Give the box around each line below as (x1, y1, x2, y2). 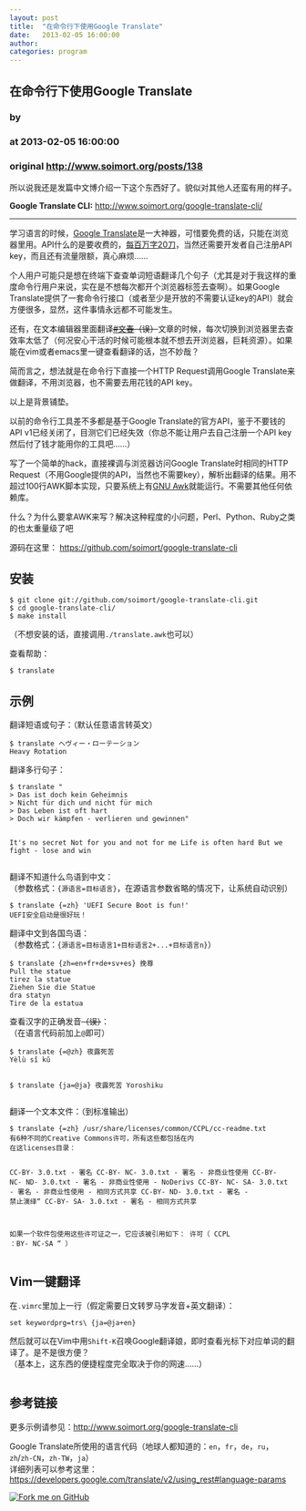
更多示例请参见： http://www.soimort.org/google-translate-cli (9, 1421, 239, 1432)
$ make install (9, 612, 67, 621)
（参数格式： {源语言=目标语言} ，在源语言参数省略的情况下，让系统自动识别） (9, 883, 293, 894)
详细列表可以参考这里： (9, 1464, 97, 1475)
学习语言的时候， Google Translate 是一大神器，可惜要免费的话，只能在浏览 (9, 227, 290, 238)
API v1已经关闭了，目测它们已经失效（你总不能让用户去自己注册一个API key (9, 427, 292, 437)
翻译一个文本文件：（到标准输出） (9, 1106, 134, 1117)
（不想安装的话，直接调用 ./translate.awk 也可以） (9, 629, 199, 640)
